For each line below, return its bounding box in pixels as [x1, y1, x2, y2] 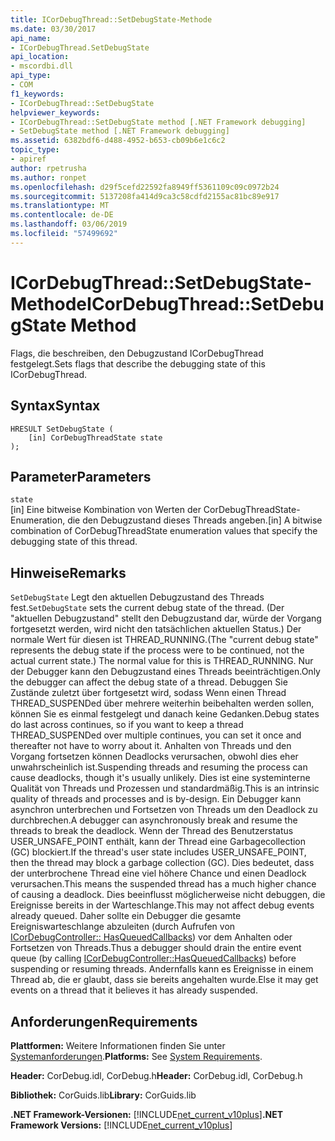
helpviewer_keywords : [10, 107, 101, 118]
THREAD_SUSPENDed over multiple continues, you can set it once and [10, 729, 302, 741]
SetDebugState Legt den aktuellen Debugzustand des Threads [10, 591, 265, 603]
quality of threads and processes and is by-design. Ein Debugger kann [10, 793, 302, 805]
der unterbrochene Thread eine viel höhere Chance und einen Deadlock [10, 867, 307, 880]
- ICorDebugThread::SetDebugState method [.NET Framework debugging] [10, 117, 307, 127]
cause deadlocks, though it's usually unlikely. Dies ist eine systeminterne [10, 772, 311, 784]
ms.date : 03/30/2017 [10, 24, 97, 34]
